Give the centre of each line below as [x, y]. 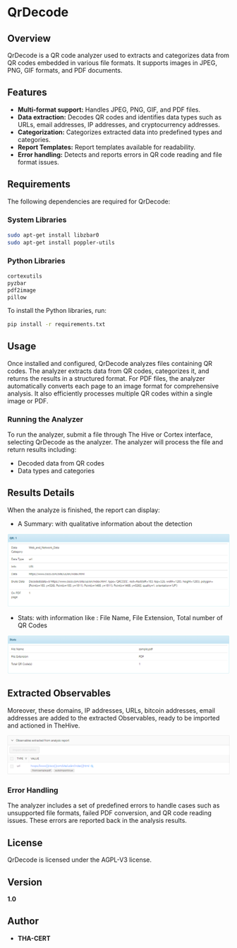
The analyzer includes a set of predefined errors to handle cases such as [114, 805]
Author [23, 922]
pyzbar [17, 283]
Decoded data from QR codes [61, 463]
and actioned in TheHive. [44, 725]
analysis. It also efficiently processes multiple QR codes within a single [110, 393]
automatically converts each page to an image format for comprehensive [113, 386]
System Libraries [37, 220]
